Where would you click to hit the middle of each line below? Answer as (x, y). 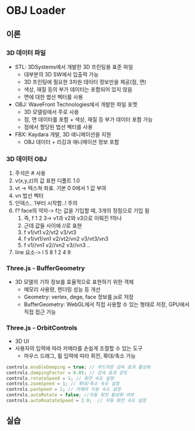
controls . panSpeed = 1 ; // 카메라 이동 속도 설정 (64, 390)
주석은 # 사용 (30, 173)
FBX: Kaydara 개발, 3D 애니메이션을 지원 (63, 134)
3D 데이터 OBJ (27, 158)
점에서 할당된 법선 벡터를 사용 (58, 127)
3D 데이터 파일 (26, 53)
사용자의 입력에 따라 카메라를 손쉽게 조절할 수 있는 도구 (79, 348)
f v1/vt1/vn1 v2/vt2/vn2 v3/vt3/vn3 (66, 239)
